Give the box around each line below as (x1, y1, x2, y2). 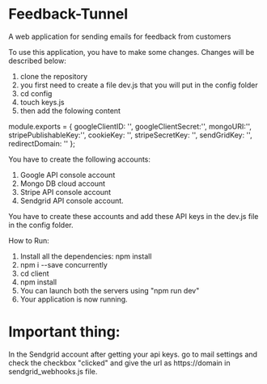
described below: (8, 56, 66, 65)
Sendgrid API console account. (19, 196, 124, 205)
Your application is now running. (19, 294, 128, 304)
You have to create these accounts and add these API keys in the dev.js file (8, 211, 259, 221)
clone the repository (19, 71, 88, 81)
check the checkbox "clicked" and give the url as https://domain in (8, 357, 231, 368)
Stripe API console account (19, 187, 112, 196)
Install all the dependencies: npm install (19, 251, 152, 261)
